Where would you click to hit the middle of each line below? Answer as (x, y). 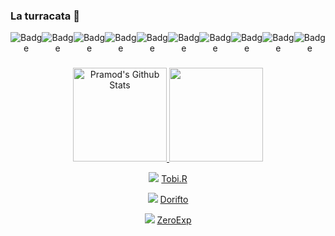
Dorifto (174, 200)
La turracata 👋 (45, 16)
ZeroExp (174, 220)
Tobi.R (174, 179)
